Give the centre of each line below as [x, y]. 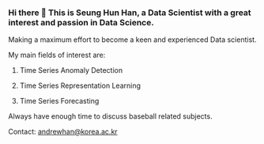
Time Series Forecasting [59, 101]
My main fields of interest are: [57, 55]
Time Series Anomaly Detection [71, 70]
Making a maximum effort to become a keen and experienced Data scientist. [132, 40]
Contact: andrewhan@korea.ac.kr [63, 132]
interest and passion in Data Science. [81, 22]
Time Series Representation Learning [80, 85]
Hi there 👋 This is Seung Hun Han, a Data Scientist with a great [130, 13]
